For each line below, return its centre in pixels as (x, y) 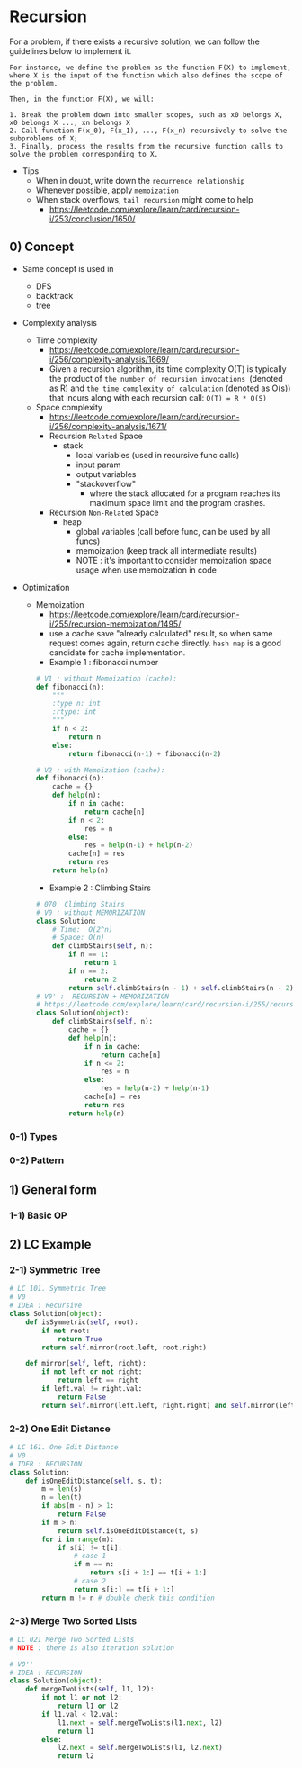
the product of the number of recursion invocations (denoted (166, 378)
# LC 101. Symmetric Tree (58, 1289)
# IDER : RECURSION (46, 1464)
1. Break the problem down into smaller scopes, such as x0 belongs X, (146, 114)
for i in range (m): (78, 1539)
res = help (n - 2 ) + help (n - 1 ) (155, 1088)
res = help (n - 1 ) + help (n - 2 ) (138, 845)
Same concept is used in (68, 268)
